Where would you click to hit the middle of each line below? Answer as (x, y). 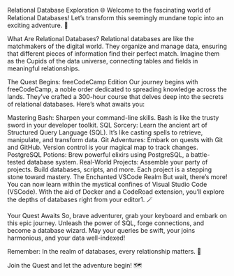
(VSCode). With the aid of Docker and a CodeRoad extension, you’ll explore (116, 192)
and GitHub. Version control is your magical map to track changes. (103, 147)
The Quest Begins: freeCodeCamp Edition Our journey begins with (103, 82)
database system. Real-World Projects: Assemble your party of (117, 162)
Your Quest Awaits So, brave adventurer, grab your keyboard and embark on (117, 216)
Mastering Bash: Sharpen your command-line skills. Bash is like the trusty (113, 117)
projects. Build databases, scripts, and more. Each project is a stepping (110, 169)
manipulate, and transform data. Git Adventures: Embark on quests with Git (115, 140)
